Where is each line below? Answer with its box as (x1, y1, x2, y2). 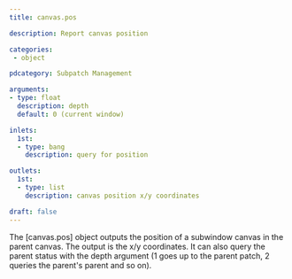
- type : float (9, 94, 62, 103)
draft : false (9, 207, 58, 216)
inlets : (9, 126, 38, 135)
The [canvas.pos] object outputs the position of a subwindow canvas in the (9, 231, 284, 242)
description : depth (17, 102, 89, 111)
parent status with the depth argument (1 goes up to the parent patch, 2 (9, 250, 270, 261)
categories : (9, 45, 53, 54)
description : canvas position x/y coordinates (25, 191, 200, 200)
